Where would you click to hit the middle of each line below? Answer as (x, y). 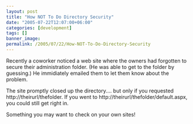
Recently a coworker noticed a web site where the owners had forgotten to (97, 61)
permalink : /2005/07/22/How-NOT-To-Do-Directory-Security (78, 44)
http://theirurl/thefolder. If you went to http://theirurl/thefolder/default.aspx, (97, 97)
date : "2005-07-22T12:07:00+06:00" (50, 22)
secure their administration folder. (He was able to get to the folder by (90, 67)
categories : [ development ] (39, 28)
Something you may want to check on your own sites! (71, 114)
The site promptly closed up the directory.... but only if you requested (90, 91)
